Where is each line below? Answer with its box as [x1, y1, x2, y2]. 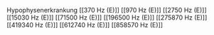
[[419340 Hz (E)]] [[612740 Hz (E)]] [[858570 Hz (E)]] [6, 21, 164, 29]
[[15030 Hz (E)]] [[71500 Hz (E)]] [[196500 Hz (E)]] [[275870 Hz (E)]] [6, 13, 208, 22]
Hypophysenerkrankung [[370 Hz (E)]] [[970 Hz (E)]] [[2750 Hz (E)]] [6, 6, 207, 14]
